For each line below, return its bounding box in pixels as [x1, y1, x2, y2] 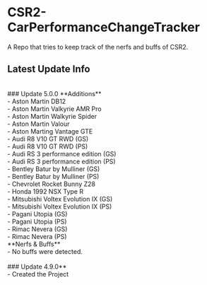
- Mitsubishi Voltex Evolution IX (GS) [7, 194, 113, 203]
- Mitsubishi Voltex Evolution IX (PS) [7, 202, 112, 211]
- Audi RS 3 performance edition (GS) [7, 149, 117, 158]
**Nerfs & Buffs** [7, 240, 61, 248]
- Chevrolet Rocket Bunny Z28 [7, 180, 95, 188]
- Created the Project [7, 269, 69, 278]
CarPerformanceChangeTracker [7, 19, 200, 35]
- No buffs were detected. [7, 247, 83, 255]
